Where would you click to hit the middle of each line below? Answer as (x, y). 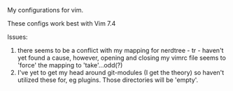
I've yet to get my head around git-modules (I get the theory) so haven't (121, 73)
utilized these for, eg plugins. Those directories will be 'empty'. (108, 80)
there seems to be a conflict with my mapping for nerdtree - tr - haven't (120, 50)
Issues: (17, 37)
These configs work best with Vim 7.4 (62, 23)
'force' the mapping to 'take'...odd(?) (70, 65)
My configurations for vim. (45, 10)
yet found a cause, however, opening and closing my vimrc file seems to (121, 58)
